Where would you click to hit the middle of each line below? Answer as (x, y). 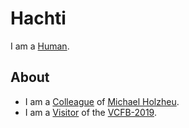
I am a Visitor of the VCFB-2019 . (90, 112)
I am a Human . (40, 46)
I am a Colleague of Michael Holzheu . (102, 101)
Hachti (38, 18)
